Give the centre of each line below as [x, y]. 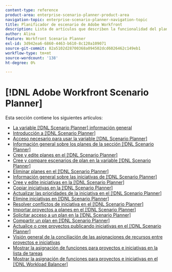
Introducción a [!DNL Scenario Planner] [54, 133]
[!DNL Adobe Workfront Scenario [77, 93]
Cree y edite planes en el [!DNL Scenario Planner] [65, 155]
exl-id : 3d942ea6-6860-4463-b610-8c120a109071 [56, 44]
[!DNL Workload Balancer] [40, 264]
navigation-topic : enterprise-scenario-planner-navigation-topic [76, 20]
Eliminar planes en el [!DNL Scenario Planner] [61, 171]
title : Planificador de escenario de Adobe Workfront [64, 24]
